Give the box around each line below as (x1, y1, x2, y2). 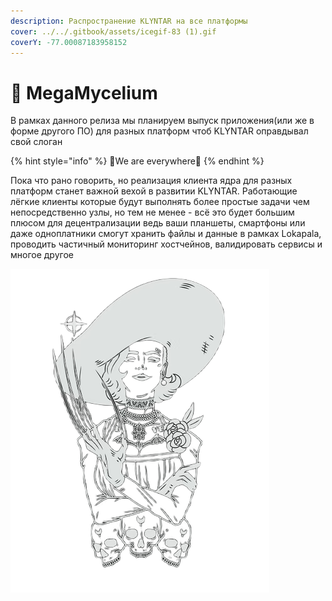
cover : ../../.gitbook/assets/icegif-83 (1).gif (10, 26, 217, 37)
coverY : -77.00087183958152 (10, 37, 128, 47)
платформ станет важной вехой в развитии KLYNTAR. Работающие (10, 185, 298, 197)
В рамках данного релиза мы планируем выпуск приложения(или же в (10, 115, 315, 127)
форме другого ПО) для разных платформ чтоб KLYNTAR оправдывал (10, 125, 309, 137)
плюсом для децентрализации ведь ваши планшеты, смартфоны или (10, 217, 306, 229)
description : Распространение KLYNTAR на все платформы (10, 16, 248, 26)
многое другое (10, 249, 74, 261)
